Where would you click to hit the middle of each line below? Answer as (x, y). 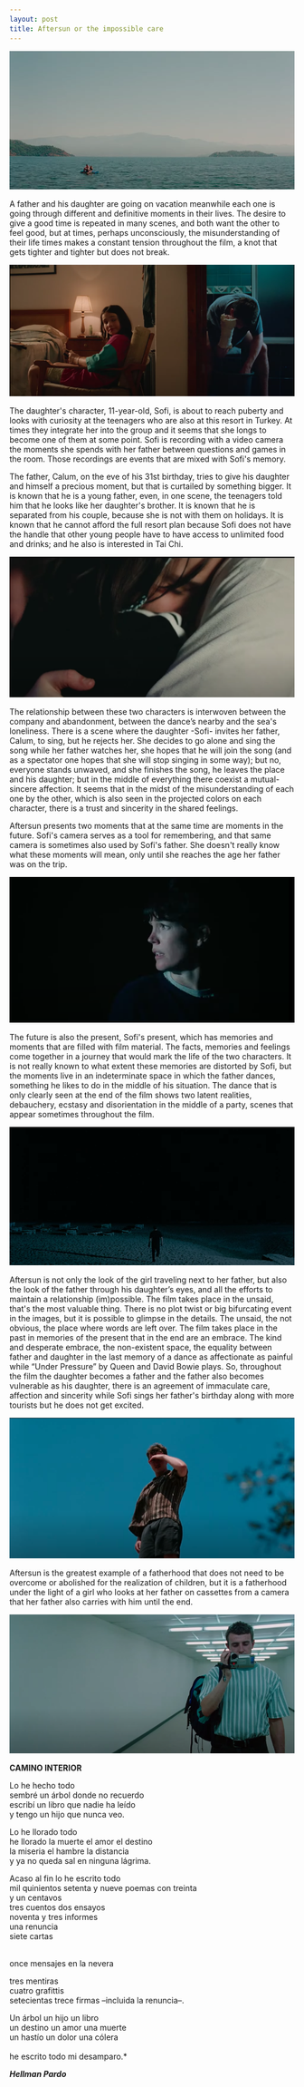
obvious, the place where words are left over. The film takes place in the (143, 1328)
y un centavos (36, 1897)
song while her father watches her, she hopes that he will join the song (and (151, 750)
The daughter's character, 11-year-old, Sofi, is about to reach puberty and (147, 410)
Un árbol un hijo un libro (54, 2017)
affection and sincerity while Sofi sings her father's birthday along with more (152, 1396)
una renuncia (34, 1926)
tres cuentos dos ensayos (57, 1907)
